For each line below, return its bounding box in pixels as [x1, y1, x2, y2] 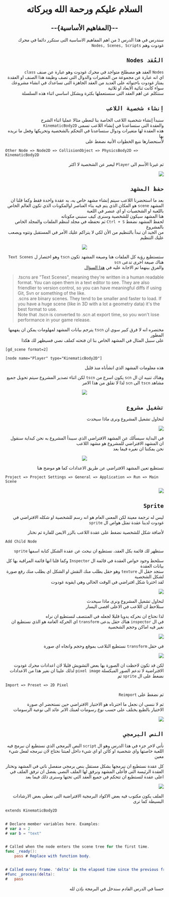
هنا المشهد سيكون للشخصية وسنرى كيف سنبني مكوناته [61, 213, 164, 219]
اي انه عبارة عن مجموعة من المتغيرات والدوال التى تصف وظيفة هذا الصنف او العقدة [7, 74, 164, 80]
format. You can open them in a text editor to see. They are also [17, 280, 150, 286]
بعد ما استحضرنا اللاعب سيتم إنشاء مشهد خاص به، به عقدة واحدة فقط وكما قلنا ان [11, 197, 164, 203]
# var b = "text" [5, 831, 42, 836]
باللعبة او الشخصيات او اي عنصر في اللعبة [87, 208, 164, 214]
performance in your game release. [17, 317, 91, 323]
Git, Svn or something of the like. [17, 290, 86, 296]
